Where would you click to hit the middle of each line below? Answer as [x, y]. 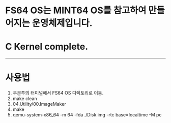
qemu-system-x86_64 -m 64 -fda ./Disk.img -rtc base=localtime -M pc [87, 115]
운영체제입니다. [62, 23]
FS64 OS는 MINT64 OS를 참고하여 [76, 10]
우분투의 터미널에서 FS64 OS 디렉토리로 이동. [58, 93]
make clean [25, 99]
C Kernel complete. [47, 47]
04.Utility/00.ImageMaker [39, 104]
